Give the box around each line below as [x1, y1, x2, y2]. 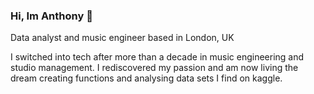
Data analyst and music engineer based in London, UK [10, 32, 235, 44]
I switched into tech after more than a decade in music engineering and [10, 51, 305, 63]
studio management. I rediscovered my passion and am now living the [10, 62, 299, 74]
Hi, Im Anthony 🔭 [10, 9, 93, 23]
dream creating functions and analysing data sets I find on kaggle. [10, 72, 283, 84]
